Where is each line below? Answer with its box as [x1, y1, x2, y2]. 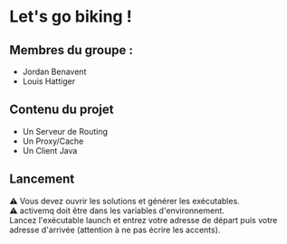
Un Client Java [22, 145, 78, 155]
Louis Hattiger [22, 76, 75, 87]
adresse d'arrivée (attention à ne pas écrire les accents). [9, 224, 221, 235]
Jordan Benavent [22, 66, 87, 77]
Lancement [9, 172, 75, 187]
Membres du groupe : [9, 42, 134, 58]
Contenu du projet [9, 102, 114, 117]
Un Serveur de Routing [22, 126, 109, 136]
